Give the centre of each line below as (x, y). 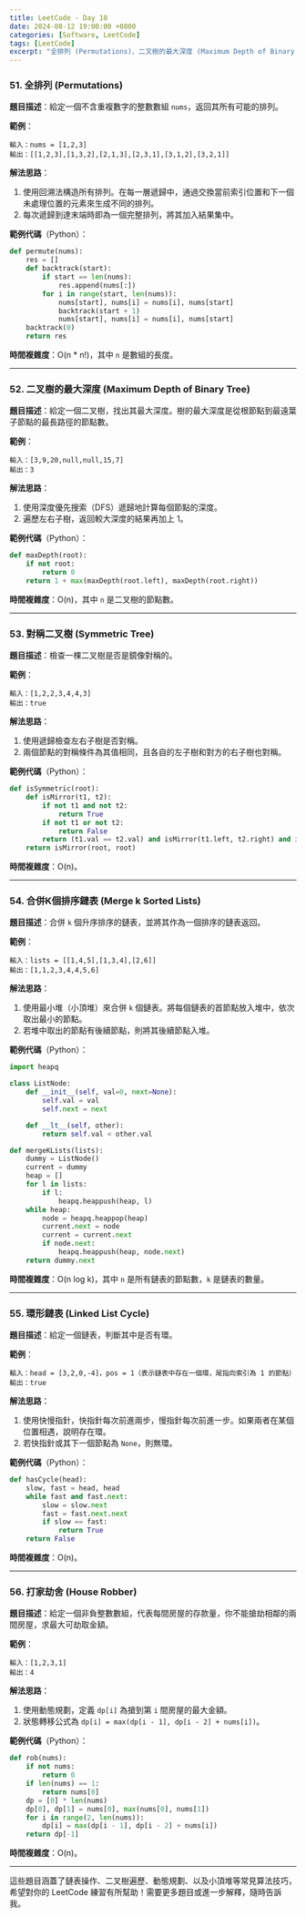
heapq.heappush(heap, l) (105, 1201)
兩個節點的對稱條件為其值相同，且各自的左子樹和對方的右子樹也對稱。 (154, 752)
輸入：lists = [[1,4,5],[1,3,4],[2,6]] (83, 961)
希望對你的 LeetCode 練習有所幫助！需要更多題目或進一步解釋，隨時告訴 (146, 1892)
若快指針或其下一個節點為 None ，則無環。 (100, 1443)
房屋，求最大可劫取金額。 (65, 1625)
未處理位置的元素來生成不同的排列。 (91, 204)
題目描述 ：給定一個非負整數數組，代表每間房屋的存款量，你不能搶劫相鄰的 (149, 1614)
